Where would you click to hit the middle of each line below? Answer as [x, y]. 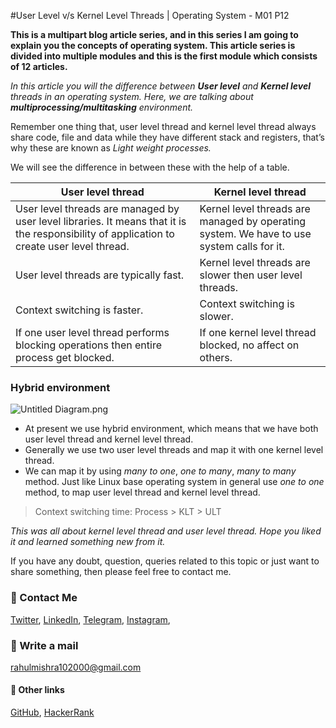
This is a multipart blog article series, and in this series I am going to [154, 34]
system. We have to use [255, 233]
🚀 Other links [37, 690]
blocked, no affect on [249, 345]
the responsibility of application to [95, 233]
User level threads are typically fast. [100, 275]
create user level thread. [72, 246]
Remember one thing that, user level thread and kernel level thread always [163, 126]
